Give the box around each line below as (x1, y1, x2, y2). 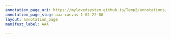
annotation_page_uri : (5, 7, 51, 13)
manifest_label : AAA (5, 21, 49, 27)
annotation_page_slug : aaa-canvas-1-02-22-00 (5, 12, 103, 17)
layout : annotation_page (5, 17, 58, 22)
